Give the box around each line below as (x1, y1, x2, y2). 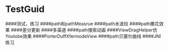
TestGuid (5, 3, 45, 15)
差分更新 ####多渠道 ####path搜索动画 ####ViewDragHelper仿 (22, 26, 158, 33)
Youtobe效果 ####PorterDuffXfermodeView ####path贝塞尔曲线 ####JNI (5, 33, 161, 39)
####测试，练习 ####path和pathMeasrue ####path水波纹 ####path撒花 (5, 20, 159, 26)
